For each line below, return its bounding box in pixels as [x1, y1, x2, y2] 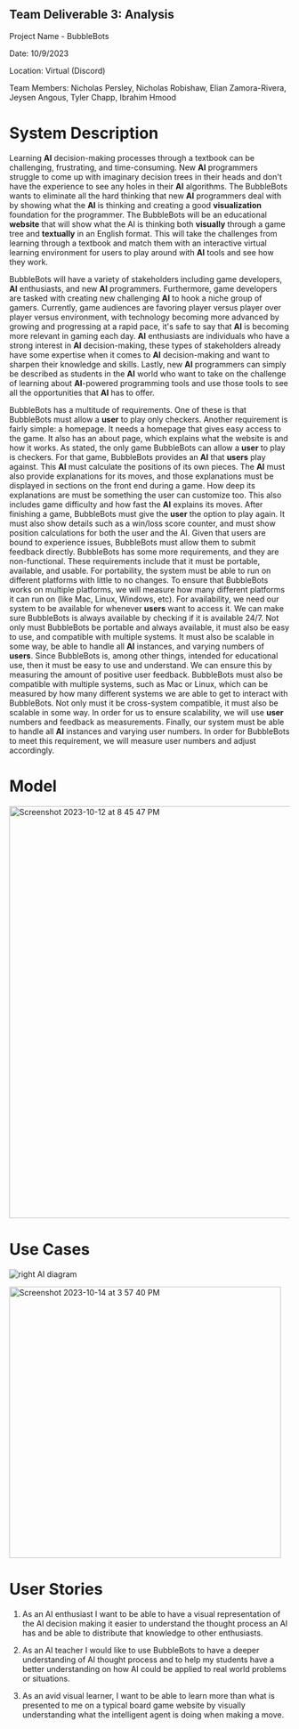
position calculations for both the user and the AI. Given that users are [9, 527, 266, 537]
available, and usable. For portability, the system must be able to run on [9, 565, 271, 576]
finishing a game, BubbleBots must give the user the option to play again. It [9, 508, 286, 519]
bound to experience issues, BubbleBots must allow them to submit [9, 537, 256, 547]
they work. [9, 256, 49, 267]
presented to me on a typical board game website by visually [21, 1700, 246, 1710]
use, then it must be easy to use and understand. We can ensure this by [9, 659, 273, 670]
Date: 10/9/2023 [9, 48, 69, 59]
